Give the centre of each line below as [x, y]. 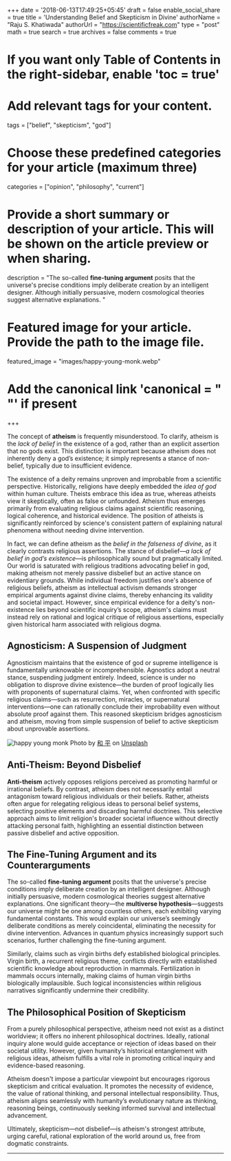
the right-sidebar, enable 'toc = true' [113, 75]
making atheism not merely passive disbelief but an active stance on [104, 573]
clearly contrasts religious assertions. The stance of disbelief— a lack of [109, 550]
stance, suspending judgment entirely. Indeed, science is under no [101, 677]
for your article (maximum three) [102, 168]
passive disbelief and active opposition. [63, 833]
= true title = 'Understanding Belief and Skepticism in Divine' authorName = [114, 17]
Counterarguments [49, 865]
